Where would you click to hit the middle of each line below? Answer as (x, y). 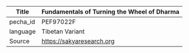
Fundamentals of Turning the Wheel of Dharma (110, 12)
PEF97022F (59, 22)
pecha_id (22, 22)
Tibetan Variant (63, 31)
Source (20, 41)
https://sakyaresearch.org (78, 41)
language (23, 31)
